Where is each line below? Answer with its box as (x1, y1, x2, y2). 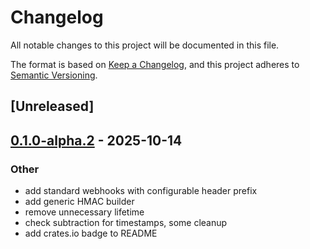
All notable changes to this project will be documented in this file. (10, 39, 280, 51)
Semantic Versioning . (10, 69, 98, 81)
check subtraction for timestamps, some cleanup (24, 217, 228, 229)
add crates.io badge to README (24, 227, 158, 240)
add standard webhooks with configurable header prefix (24, 185, 258, 197)
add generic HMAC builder (24, 196, 135, 208)
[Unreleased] (10, 98, 95, 115)
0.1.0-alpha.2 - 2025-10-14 (10, 132, 183, 149)
